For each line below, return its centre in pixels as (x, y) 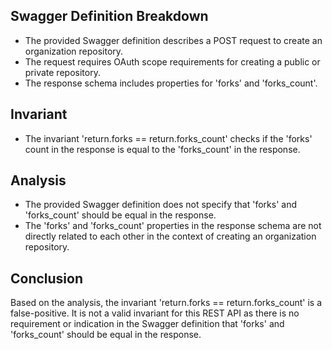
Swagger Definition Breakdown (109, 16)
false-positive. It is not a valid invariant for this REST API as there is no (155, 313)
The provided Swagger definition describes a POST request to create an (173, 40)
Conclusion (47, 278)
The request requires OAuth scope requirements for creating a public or (172, 61)
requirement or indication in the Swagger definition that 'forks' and (147, 324)
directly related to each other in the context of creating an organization (170, 236)
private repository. (62, 72)
